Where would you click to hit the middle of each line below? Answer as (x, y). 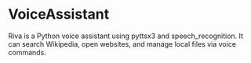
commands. (27, 52)
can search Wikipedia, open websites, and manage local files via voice (122, 44)
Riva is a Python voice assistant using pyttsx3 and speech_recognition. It (126, 36)
